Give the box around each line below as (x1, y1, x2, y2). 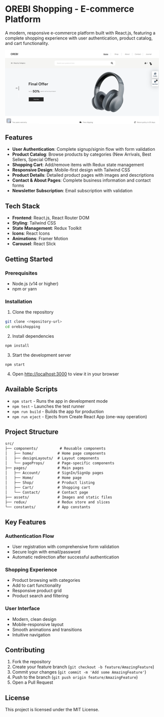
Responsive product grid (12, 588, 62, 594)
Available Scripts (5, 385, 58, 393)
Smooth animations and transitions (12, 626, 82, 633)
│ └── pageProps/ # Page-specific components (5, 461, 115, 466)
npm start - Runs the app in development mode (12, 398, 108, 404)
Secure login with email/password (12, 549, 81, 555)
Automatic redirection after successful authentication (12, 554, 120, 560)
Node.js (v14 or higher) (12, 281, 59, 287)
